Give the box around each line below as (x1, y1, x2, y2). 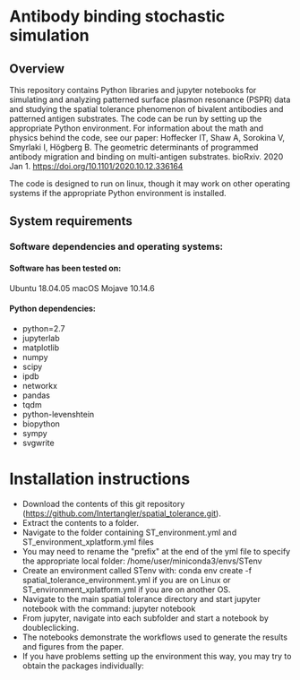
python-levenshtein (21, 409, 95, 419)
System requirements (9, 213, 133, 229)
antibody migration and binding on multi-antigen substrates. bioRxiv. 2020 (9, 151, 284, 162)
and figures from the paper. (21, 641, 124, 651)
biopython (21, 418, 61, 429)
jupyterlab (21, 332, 60, 343)
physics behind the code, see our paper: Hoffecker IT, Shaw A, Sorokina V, (9, 133, 285, 142)
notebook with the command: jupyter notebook (21, 603, 196, 614)
